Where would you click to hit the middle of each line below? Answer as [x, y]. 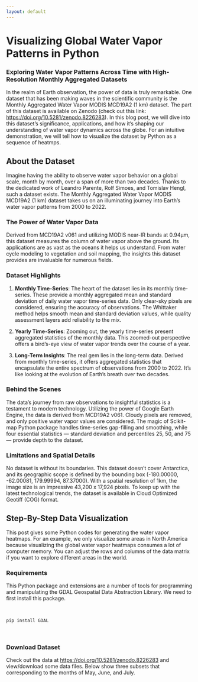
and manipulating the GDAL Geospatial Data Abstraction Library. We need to [99, 592]
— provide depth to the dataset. [45, 440]
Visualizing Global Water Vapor [84, 41]
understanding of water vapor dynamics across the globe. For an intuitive [95, 130]
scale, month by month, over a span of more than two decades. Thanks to [96, 182]
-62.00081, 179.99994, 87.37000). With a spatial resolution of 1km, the [92, 481]
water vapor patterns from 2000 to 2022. [56, 206]
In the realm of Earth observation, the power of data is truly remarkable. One [99, 92]
